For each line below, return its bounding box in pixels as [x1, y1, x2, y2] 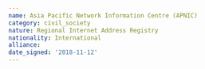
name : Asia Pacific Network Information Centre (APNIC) [8, 11, 198, 20]
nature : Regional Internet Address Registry [8, 26, 159, 34]
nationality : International [8, 33, 102, 42]
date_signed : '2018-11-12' [8, 48, 98, 56]
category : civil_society [8, 19, 91, 27]
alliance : [8, 41, 41, 49]
